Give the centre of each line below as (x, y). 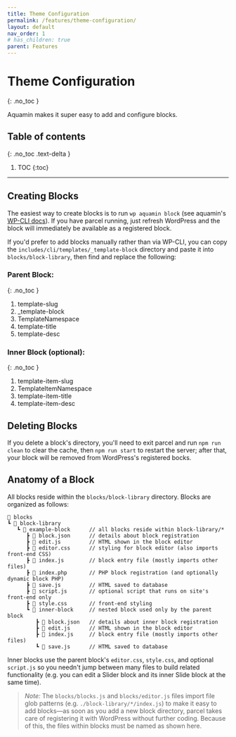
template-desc (39, 334)
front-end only (29, 597)
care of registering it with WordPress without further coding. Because (125, 718)
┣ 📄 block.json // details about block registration (112, 535)
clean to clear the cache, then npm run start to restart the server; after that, (117, 450)
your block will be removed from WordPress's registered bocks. (99, 457)
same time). (24, 682)
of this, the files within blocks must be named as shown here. (113, 726)
